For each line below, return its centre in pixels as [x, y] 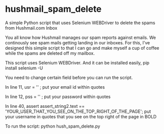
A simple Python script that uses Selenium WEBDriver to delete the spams [80, 23]
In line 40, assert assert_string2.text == [45, 106]
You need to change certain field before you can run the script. [69, 77]
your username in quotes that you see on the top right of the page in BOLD [81, 116]
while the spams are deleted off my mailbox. [50, 53]
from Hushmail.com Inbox [31, 28]
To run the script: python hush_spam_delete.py [53, 126]
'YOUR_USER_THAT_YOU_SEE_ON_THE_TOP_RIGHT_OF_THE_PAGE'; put [78, 111]
